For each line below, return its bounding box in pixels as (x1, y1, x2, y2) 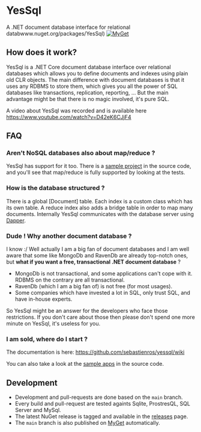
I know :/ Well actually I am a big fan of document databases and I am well (6, 245, 190, 253)
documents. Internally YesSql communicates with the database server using (6, 210, 194, 217)
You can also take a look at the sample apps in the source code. (6, 360, 164, 368)
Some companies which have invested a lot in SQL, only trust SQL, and (14, 289, 191, 297)
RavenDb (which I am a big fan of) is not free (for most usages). (14, 283, 173, 290)
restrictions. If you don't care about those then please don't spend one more (6, 313, 195, 321)
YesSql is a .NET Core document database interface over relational (6, 63, 171, 70)
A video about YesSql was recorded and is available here (6, 106, 147, 114)
